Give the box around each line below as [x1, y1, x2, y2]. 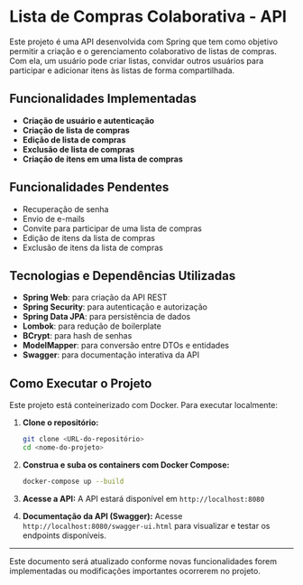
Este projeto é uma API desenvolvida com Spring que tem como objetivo [9, 36, 278, 47]
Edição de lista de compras [22, 134, 126, 145]
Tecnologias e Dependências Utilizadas [9, 268, 236, 283]
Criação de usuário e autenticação [22, 115, 155, 125]
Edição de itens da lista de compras [22, 232, 156, 243]
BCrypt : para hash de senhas [22, 330, 133, 341]
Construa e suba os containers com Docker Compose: [22, 459, 230, 470]
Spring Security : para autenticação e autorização [22, 302, 207, 312]
